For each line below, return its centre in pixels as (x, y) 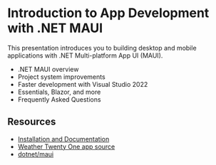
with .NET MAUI (55, 28)
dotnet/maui (36, 154)
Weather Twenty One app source (66, 147)
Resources (32, 122)
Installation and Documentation (63, 139)
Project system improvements (61, 77)
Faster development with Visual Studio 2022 (83, 84)
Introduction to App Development (108, 13)
